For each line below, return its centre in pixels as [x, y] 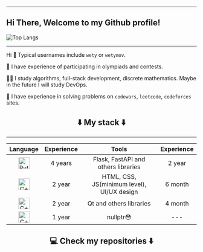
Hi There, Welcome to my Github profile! [83, 23]
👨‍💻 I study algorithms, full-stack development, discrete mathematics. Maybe [101, 78]
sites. [13, 103]
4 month [177, 203]
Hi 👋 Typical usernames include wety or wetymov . [66, 54]
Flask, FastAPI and [119, 159]
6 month [177, 184]
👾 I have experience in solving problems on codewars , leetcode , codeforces [99, 96]
